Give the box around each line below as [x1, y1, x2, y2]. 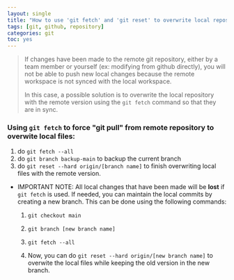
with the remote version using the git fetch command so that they [24, 98, 217, 106]
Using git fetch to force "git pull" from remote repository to [7, 123, 214, 133]
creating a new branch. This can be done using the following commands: [17, 197, 227, 206]
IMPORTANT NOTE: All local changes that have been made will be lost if [17, 183, 225, 191]
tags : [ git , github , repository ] [7, 23, 104, 30]
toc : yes [7, 36, 33, 43]
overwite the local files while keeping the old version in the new [27, 258, 210, 267]
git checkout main [27, 213, 81, 220]
